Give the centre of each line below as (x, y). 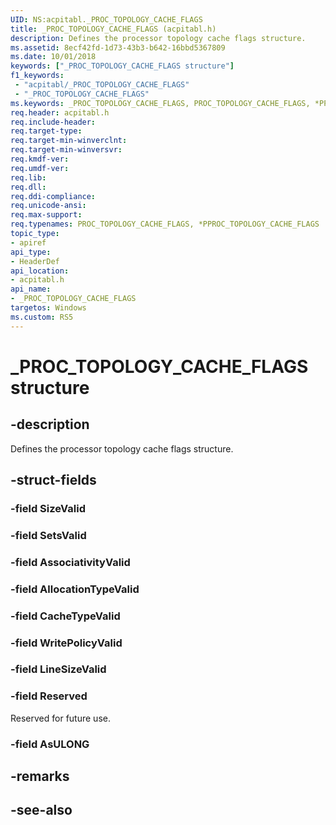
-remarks (40, 776)
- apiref (28, 242)
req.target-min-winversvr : (66, 150)
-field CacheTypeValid (65, 616)
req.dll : (28, 187)
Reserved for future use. (60, 718)
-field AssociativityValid (70, 562)
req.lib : (28, 177)
